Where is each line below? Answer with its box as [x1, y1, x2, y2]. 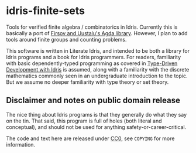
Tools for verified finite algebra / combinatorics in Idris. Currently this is [6, 23, 178, 30]
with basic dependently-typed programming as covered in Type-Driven [6, 60, 178, 67]
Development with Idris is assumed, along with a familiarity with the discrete [6, 66, 190, 73]
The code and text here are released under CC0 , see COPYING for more [6, 135, 175, 142]
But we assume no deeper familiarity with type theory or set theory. [6, 78, 169, 86]
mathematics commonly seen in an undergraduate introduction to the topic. [6, 72, 188, 79]
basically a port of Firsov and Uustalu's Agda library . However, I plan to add [6, 29, 188, 36]
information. [6, 141, 36, 148]
